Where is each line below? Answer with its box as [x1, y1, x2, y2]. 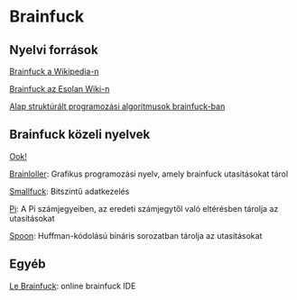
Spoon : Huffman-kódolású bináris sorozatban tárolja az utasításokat [9, 230, 263, 241]
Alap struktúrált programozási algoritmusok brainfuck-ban [9, 101, 226, 112]
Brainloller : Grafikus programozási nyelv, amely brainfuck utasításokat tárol [9, 168, 289, 179]
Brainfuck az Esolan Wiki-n [9, 84, 110, 94]
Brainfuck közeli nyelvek [9, 127, 151, 142]
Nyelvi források [9, 42, 98, 58]
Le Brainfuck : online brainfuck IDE [9, 280, 136, 291]
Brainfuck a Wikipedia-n [9, 66, 99, 77]
